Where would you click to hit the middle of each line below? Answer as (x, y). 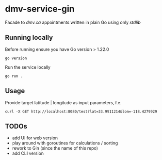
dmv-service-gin (40, 9)
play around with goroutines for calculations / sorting (65, 143)
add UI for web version (35, 138)
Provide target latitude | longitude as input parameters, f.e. (63, 102)
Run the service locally (28, 67)
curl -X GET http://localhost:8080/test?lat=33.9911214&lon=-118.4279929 (81, 112)
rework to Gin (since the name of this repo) (55, 148)
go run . (14, 76)
